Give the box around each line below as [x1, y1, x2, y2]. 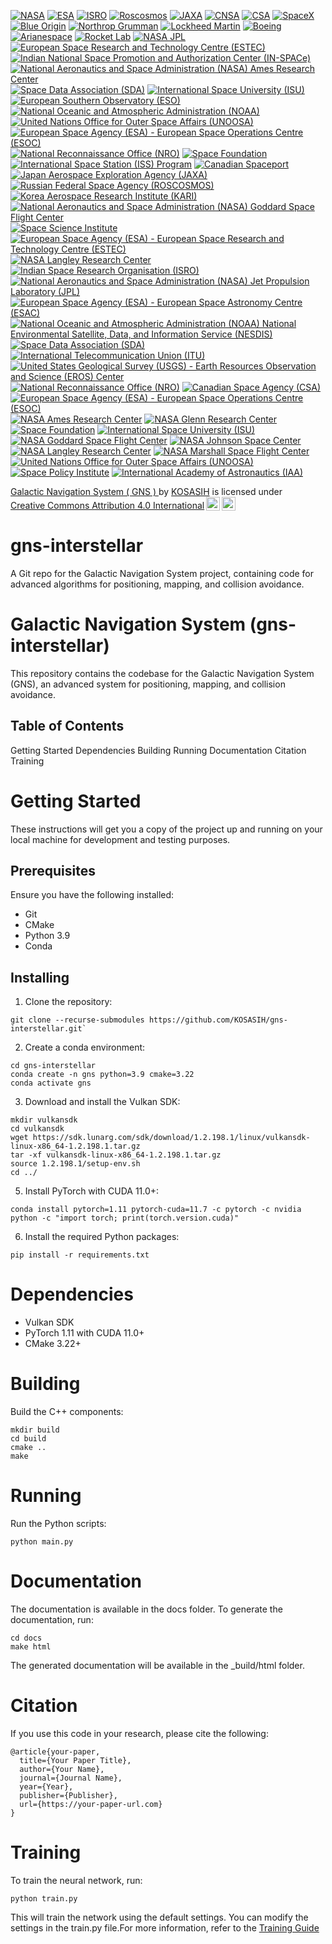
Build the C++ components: [10, 1406, 124, 1418]
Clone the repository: [24, 996, 113, 1008]
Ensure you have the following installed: [10, 889, 175, 901]
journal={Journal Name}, [19, 1773, 123, 1783]
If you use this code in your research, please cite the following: [10, 1727, 269, 1739]
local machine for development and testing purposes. [10, 833, 231, 845]
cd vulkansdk [10, 1124, 65, 1134]
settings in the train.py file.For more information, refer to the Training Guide [10, 1921, 320, 1934]
